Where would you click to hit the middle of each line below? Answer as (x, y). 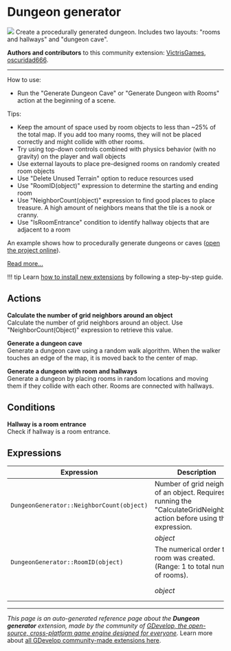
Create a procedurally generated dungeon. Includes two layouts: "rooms (118, 32)
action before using (186, 519)
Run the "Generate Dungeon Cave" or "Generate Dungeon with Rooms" (118, 93)
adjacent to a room (44, 229)
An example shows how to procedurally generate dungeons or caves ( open (114, 242)
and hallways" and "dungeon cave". (58, 39)
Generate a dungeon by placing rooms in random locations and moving (108, 378)
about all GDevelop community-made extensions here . (84, 641)
